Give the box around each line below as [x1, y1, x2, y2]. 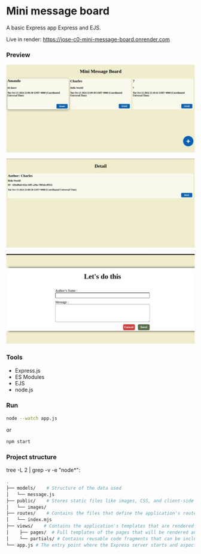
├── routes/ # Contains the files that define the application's [6, 510, 181, 517]
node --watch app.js [6, 415, 58, 421]
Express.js [14, 367, 41, 374]
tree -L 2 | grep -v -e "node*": [6, 466, 81, 474]
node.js [14, 386, 34, 393]
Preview [6, 50, 31, 59]
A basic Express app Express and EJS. [6, 24, 101, 31]
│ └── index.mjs [6, 517, 52, 523]
